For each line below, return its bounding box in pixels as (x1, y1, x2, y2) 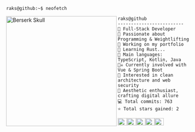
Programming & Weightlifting (117, 36, 190, 42)
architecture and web (117, 77, 171, 83)
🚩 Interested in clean (117, 72, 174, 78)
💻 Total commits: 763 (117, 99, 173, 104)
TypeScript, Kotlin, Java (117, 57, 181, 63)
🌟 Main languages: (117, 52, 163, 57)
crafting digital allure (117, 93, 179, 99)
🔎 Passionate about (117, 31, 166, 37)
